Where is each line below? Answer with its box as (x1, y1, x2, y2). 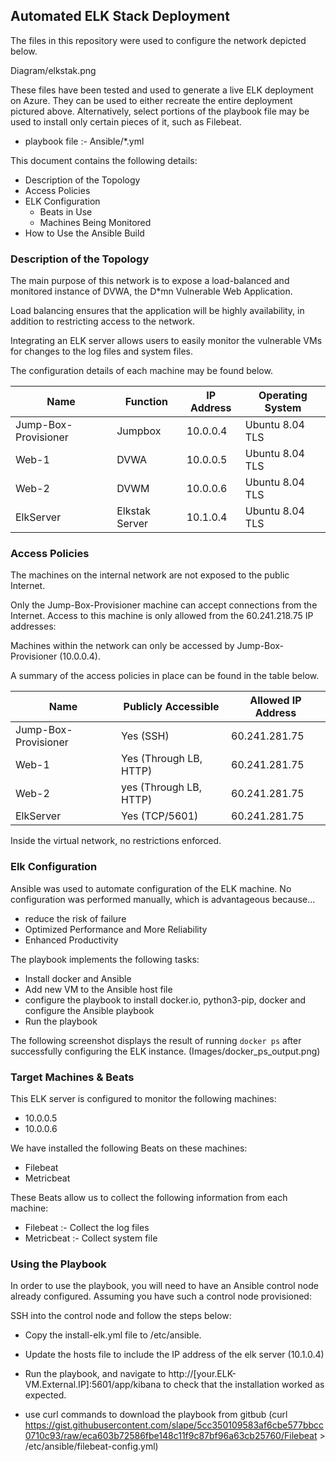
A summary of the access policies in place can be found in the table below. (10, 670, 320, 682)
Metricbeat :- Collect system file (24, 1232, 158, 1244)
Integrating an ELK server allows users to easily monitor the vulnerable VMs (10, 335, 323, 347)
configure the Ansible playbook (24, 1004, 155, 1016)
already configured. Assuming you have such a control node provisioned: (10, 1290, 312, 1303)
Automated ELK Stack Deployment (10, 8, 230, 25)
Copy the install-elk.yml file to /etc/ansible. (24, 1329, 202, 1341)
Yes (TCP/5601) (121, 809, 199, 823)
